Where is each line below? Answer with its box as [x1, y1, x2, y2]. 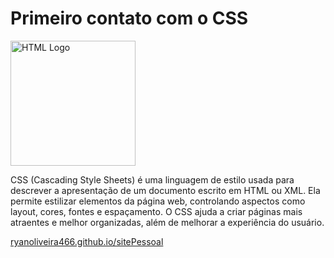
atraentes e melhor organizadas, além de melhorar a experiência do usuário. [10, 216, 325, 228]
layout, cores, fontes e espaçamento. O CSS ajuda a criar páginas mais [10, 205, 303, 217]
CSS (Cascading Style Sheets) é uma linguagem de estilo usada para [10, 173, 295, 186]
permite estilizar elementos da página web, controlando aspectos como [10, 195, 306, 207]
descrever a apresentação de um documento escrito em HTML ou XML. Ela [10, 184, 321, 196]
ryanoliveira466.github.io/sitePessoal [10, 235, 164, 247]
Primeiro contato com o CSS [10, 7, 249, 30]
